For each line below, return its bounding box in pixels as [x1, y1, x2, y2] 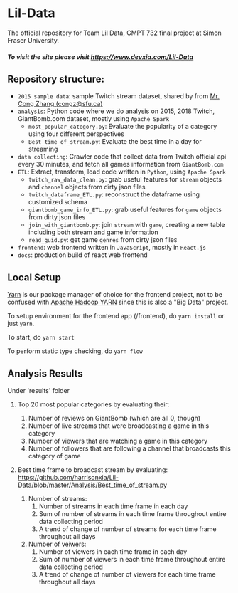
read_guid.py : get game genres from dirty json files [28, 236, 178, 244]
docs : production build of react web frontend [17, 251, 148, 259]
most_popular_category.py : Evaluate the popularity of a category [28, 122, 217, 131]
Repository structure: [7, 73, 105, 85]
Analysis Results [7, 367, 83, 379]
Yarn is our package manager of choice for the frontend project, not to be [7, 290, 222, 299]
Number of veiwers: [28, 540, 87, 548]
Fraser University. [7, 36, 59, 44]
